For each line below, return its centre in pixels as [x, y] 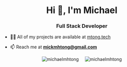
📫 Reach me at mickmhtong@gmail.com [53, 47]
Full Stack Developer [82, 26]
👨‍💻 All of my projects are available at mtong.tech [60, 37]
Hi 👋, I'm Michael [82, 10]
